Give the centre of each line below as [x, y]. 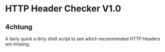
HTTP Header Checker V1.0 [63, 9]
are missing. [18, 44]
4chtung [19, 27]
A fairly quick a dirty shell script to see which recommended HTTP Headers [83, 39]
